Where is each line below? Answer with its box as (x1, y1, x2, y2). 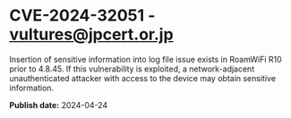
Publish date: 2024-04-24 (9, 99, 108, 110)
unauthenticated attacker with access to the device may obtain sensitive (9, 72, 276, 83)
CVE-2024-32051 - (9, 5, 156, 26)
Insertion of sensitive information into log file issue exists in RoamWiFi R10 (9, 54, 282, 64)
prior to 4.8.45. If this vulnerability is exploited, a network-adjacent (9, 63, 255, 74)
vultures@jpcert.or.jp (9, 24, 174, 45)
